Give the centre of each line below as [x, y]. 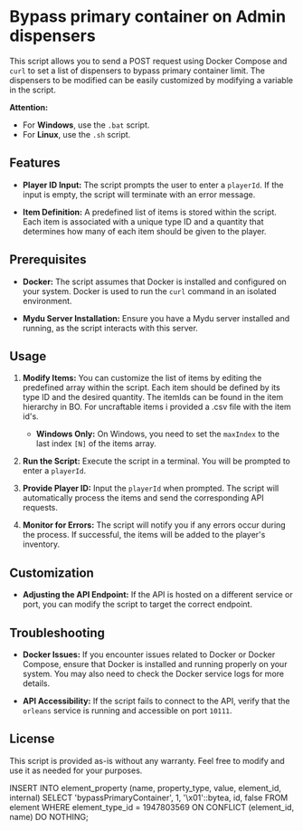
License [32, 739]
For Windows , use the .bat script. [86, 125]
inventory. [41, 544]
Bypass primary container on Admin [148, 17]
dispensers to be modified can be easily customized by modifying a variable [151, 80]
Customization [52, 573]
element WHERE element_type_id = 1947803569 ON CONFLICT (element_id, [152, 807]
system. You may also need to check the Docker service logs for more [153, 673]
